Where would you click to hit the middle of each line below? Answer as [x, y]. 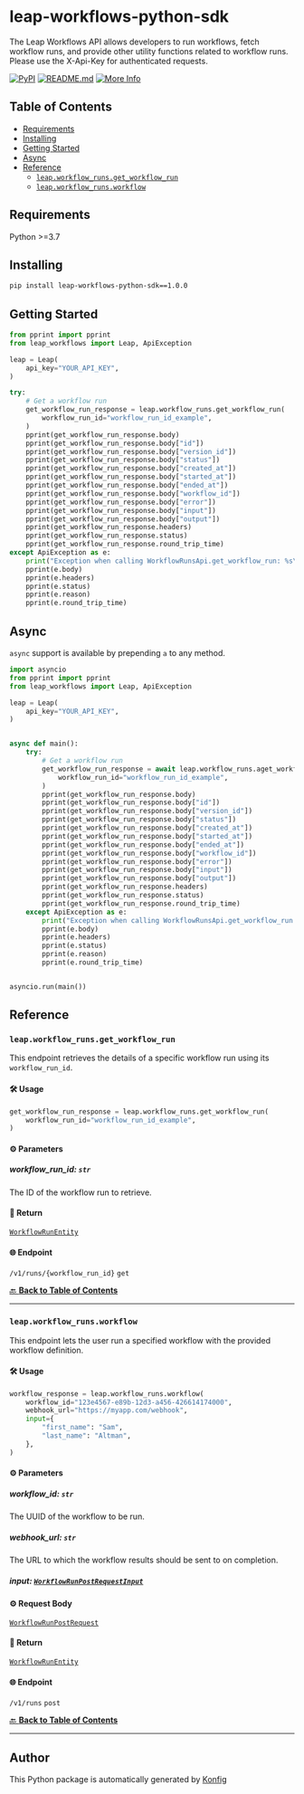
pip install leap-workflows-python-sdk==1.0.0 [99, 286]
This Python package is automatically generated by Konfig [118, 1780]
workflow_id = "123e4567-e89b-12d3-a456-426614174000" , [129, 1402]
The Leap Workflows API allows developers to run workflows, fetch [134, 42]
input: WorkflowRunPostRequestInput [76, 1580]
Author [29, 1757]
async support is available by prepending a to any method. [118, 653]
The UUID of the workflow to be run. [77, 1516]
